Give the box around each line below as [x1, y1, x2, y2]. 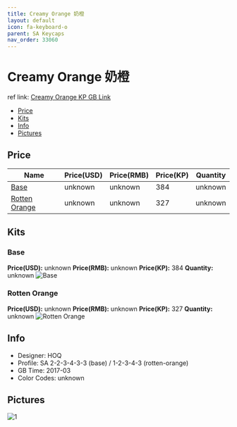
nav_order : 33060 [7, 37, 59, 44]
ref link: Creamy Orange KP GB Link [7, 93, 111, 101]
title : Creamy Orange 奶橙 [7, 10, 85, 18]
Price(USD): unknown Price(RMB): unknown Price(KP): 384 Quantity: [7, 264, 214, 272]
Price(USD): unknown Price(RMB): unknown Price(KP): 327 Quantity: [7, 304, 213, 313]
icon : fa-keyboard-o [7, 23, 68, 30]
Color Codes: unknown [17, 373, 85, 382]
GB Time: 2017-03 [17, 366, 71, 374]
